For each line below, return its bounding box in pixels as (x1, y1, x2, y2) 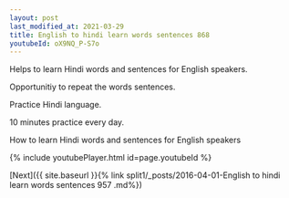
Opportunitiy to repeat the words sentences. (9, 81, 176, 92)
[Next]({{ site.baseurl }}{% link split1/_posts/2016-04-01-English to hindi (9, 170, 281, 181)
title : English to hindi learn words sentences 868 (9, 30, 210, 39)
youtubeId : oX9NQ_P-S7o (9, 38, 100, 48)
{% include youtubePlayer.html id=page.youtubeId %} (9, 152, 212, 163)
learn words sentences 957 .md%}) (9, 180, 143, 191)
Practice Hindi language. (9, 99, 102, 110)
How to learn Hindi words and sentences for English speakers (9, 134, 242, 146)
